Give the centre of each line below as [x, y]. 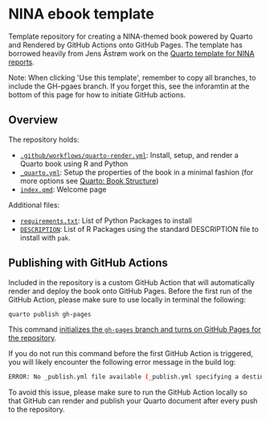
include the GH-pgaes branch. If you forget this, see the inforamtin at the [129, 86]
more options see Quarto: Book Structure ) [89, 180]
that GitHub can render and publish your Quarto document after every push [133, 401]
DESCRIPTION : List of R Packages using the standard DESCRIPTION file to [139, 229]
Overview [33, 120]
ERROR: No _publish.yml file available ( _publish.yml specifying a [124, 377]
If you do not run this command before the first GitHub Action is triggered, [131, 354]
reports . [21, 62]
